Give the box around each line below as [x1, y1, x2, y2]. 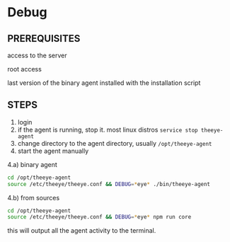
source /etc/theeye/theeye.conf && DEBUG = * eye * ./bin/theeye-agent [7, 180, 211, 188]
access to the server [7, 51, 67, 59]
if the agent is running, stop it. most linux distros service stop [17, 125, 198, 134]
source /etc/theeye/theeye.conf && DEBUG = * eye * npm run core [7, 214, 192, 221]
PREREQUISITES [7, 33, 81, 45]
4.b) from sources [7, 193, 60, 202]
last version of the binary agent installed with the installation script [7, 79, 201, 87]
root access [7, 65, 42, 73]
